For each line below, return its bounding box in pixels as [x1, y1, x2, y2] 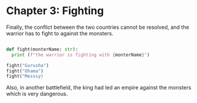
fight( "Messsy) [6, 74, 44, 79]
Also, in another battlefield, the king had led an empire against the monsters [6, 84, 192, 91]
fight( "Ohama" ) [6, 68, 44, 74]
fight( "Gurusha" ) [6, 62, 49, 68]
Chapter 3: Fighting [6, 4, 104, 18]
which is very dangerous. [6, 90, 68, 98]
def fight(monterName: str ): [6, 46, 78, 52]
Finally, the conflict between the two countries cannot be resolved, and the [6, 24, 189, 31]
